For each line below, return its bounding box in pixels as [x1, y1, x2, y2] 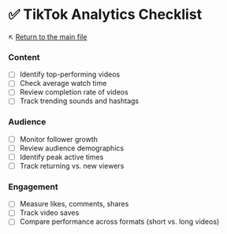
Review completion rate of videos [19, 87, 128, 97]
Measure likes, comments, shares [19, 199, 129, 209]
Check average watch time [19, 79, 107, 88]
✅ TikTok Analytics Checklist [8, 6, 203, 24]
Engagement [8, 181, 58, 192]
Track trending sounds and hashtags [19, 96, 140, 106]
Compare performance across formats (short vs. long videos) [19, 217, 220, 226]
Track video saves [19, 208, 80, 217]
